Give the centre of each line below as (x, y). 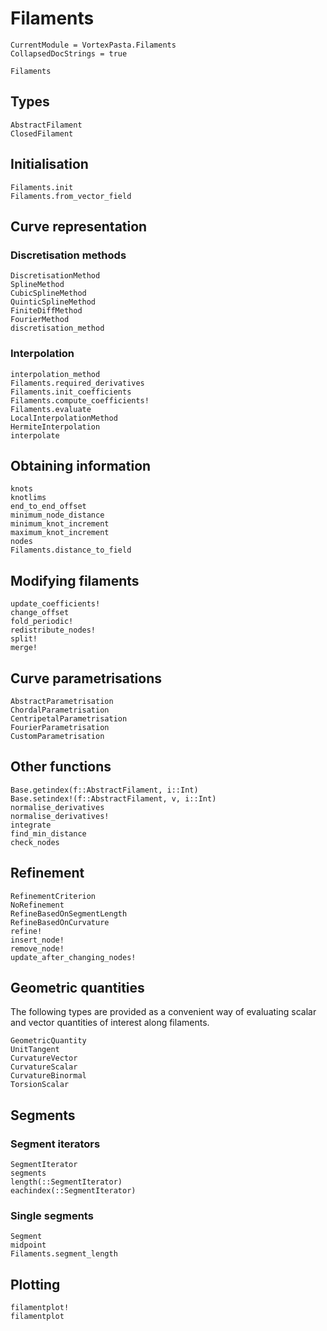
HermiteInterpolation (55, 427)
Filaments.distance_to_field (71, 550)
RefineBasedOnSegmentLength (69, 913)
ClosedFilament (42, 133)
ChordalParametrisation (60, 710)
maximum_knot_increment (60, 533)
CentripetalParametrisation (69, 718)
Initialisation (49, 164)
